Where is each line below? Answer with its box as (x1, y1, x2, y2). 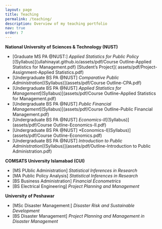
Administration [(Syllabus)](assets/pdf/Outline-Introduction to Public (12, 143, 151, 149)
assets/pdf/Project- (117, 64, 158, 70)
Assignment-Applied (12, 69, 54, 75)
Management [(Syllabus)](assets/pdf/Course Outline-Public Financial (12, 106, 153, 112)
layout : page (5, 7, 32, 12)
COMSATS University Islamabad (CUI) (5, 158, 85, 164)
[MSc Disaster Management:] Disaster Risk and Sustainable (12, 203, 135, 208)
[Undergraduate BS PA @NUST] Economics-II (12, 117, 106, 122)
